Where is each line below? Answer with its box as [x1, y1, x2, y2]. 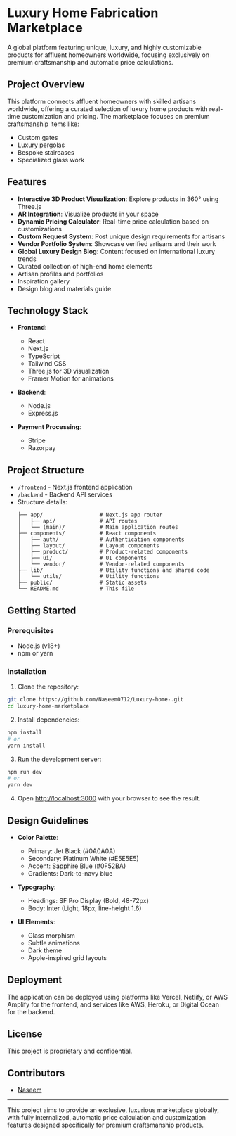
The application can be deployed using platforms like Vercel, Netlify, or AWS [7, 993, 228, 1001]
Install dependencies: [17, 715, 80, 724]
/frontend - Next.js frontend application [17, 483, 133, 492]
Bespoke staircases [17, 148, 75, 156]
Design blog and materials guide [17, 284, 112, 293]
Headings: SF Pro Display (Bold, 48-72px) [27, 896, 150, 905]
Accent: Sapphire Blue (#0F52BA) [27, 862, 126, 870]
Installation [7, 666, 47, 676]
